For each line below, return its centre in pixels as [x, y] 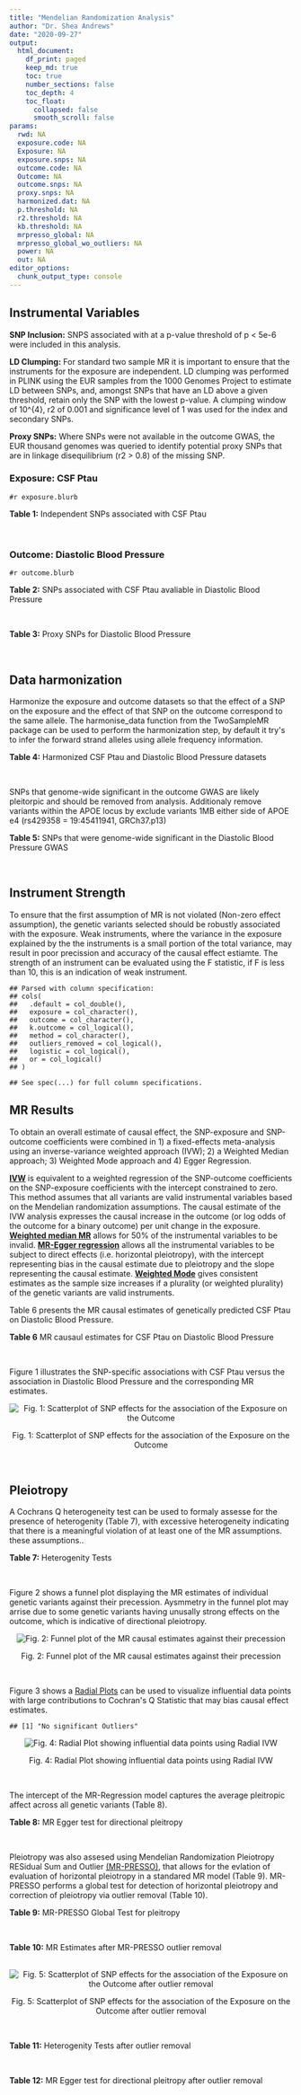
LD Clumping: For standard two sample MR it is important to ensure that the [150, 361]
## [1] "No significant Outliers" [74, 1727]
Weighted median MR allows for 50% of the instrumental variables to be [144, 1235]
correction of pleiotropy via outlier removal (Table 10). [109, 1896]
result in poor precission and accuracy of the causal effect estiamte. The [144, 952]
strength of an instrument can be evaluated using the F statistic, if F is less [147, 962]
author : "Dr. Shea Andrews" [62, 26]
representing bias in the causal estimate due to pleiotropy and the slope [142, 1264]
